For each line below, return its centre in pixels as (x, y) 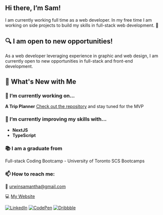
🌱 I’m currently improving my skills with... (56, 119)
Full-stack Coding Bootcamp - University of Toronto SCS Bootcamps (75, 161)
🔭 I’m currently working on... (40, 96)
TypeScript (24, 135)
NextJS (20, 130)
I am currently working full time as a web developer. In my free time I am (79, 20)
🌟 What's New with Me (41, 82)
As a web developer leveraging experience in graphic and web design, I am (82, 56)
